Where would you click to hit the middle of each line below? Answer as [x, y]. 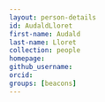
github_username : [41, 67]
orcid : [21, 75]
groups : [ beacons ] [43, 83]
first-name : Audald [45, 34]
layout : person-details [53, 17]
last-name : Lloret [43, 42]
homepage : [27, 59]
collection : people [45, 51]
